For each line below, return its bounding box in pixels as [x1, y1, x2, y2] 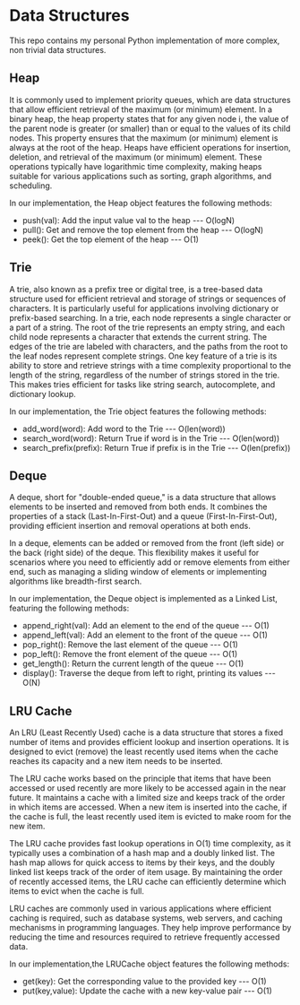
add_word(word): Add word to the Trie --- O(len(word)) [21, 423, 226, 434]
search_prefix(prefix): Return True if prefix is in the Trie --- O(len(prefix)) [21, 442, 291, 453]
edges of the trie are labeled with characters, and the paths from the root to [9, 341, 288, 351]
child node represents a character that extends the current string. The [9, 331, 267, 342]
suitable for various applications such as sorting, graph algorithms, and [9, 170, 272, 181]
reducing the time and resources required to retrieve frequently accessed [9, 931, 280, 942]
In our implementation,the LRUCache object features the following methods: [9, 958, 289, 969]
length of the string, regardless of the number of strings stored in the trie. [9, 369, 280, 380]
